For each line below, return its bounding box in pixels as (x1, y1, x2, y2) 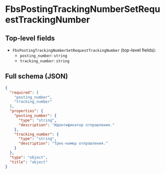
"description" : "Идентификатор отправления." (18, 122, 115, 128)
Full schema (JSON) (5, 72, 68, 81)
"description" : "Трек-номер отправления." (18, 141, 108, 146)
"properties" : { (9, 109, 43, 114)
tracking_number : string (19, 58, 70, 63)
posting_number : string (19, 52, 67, 58)
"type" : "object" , (9, 155, 48, 160)
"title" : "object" (9, 160, 48, 165)
